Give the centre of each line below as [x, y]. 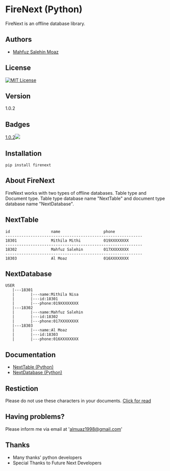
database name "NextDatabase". [40, 204]
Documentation [31, 355]
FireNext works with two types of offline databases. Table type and [76, 193]
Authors [19, 40]
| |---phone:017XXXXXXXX [45, 321]
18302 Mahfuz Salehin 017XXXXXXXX [67, 249]
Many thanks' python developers [47, 457]
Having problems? [35, 417]
